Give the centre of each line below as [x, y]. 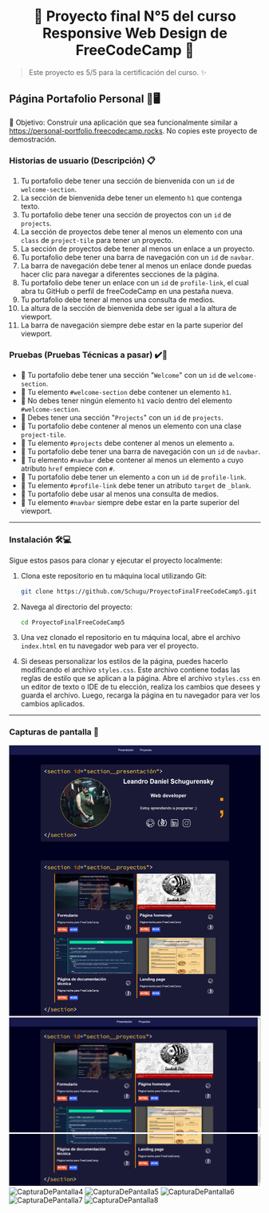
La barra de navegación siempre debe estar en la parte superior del [132, 325]
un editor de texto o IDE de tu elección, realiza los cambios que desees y [140, 687]
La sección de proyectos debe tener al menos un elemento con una [131, 232]
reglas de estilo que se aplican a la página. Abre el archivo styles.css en [140, 678]
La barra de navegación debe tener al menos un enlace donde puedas [136, 266]
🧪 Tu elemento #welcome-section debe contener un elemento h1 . [126, 392]
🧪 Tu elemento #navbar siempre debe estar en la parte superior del [130, 503]
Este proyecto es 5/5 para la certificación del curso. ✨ [117, 72]
